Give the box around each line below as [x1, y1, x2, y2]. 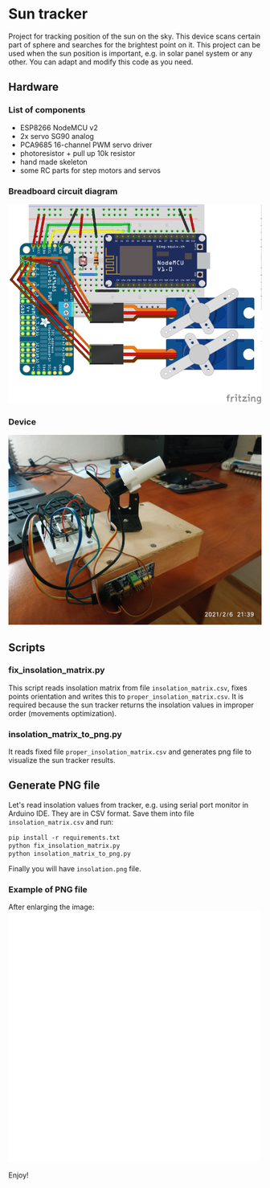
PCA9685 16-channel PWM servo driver [19, 140, 153, 150]
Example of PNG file [8, 883, 88, 895]
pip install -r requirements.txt [8, 834, 121, 842]
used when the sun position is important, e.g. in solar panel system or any [8, 48, 253, 58]
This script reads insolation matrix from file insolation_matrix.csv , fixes [8, 682, 247, 692]
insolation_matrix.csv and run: [8, 817, 114, 826]
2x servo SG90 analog [19, 131, 95, 141]
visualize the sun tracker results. [8, 756, 116, 765]
